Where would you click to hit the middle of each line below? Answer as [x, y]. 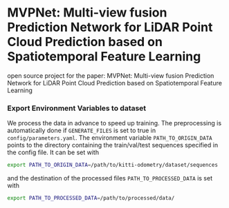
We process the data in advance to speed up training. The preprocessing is [114, 123]
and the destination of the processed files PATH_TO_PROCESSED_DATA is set [110, 178]
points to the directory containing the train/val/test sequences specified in [113, 145]
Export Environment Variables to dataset [77, 108]
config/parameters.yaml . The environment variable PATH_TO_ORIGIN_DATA [110, 138]
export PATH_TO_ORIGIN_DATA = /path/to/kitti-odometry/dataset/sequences [112, 165]
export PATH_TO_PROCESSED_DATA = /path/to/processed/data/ [91, 198]
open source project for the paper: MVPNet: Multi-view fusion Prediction [111, 75]
